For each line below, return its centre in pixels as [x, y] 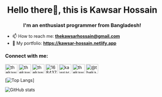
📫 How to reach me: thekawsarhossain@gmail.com [66, 36]
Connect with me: [27, 56]
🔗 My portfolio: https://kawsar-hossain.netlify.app [64, 43]
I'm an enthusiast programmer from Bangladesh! [82, 25]
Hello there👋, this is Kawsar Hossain [82, 10]
